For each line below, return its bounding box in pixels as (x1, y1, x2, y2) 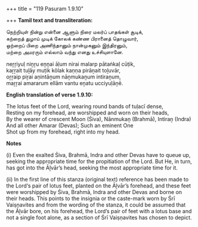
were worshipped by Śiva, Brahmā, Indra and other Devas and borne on (6, 189, 182, 195)
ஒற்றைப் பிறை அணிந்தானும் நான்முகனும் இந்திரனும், (6, 42, 128, 49)
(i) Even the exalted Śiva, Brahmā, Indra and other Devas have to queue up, (6, 152, 191, 158)
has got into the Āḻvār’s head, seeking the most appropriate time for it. (6, 164, 178, 171)
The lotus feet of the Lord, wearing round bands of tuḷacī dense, (6, 103, 164, 110)
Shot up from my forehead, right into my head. (6, 128, 120, 135)
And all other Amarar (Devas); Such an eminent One (6, 122, 134, 129)
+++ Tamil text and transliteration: (6, 17, 93, 23)
